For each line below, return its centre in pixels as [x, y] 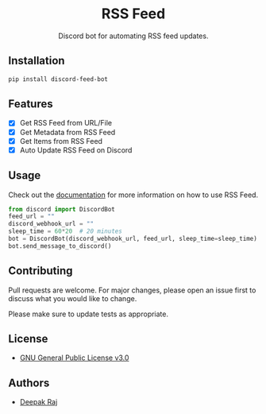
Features [31, 104]
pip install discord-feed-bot [58, 79]
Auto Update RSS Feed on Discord [76, 150]
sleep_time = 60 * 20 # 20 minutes [66, 231]
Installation [37, 61]
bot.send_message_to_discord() [60, 246]
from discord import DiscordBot [62, 209]
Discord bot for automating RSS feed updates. [133, 36]
